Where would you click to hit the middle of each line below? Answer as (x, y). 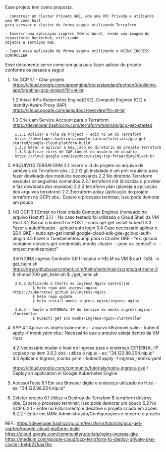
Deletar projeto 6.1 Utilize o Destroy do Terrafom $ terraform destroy (82, 398)
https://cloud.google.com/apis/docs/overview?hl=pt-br (69, 110)
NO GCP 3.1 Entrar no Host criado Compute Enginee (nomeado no (80, 212)
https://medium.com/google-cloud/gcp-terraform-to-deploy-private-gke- (80, 439)
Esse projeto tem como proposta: (39, 7)
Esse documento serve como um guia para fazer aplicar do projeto (73, 65)
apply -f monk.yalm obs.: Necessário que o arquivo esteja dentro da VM (86, 333)
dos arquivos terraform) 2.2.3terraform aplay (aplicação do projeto (80, 192)
